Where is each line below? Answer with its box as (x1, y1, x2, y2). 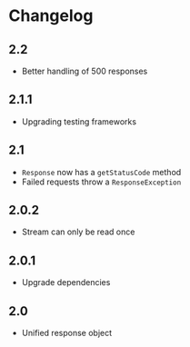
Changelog (8, 5, 94, 26)
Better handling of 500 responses (21, 65, 148, 76)
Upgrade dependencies (21, 277, 111, 288)
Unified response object (21, 328, 113, 339)
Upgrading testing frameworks (21, 115, 137, 127)
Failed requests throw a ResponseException (21, 176, 182, 187)
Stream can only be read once (21, 226, 135, 237)
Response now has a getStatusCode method (21, 166, 182, 177)
